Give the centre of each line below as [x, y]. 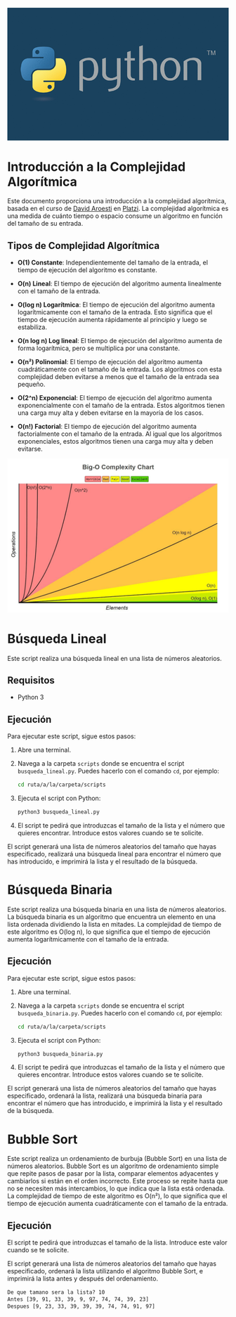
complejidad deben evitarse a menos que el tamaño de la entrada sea [118, 377]
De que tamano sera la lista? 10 [56, 1292]
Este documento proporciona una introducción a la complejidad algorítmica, [117, 201]
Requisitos [31, 680]
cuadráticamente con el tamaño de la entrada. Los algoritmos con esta [120, 369]
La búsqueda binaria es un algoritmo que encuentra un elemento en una [112, 917]
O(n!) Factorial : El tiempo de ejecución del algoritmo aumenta [107, 427]
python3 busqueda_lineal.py [58, 812]
